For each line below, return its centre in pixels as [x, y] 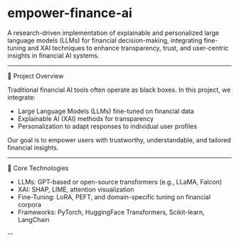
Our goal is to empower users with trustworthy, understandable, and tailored [119, 140]
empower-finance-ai [70, 13]
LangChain [33, 219]
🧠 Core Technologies [38, 168]
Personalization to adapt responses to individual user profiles [107, 126]
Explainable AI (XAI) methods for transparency [86, 118]
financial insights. [33, 147]
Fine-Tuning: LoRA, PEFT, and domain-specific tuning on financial [114, 196]
